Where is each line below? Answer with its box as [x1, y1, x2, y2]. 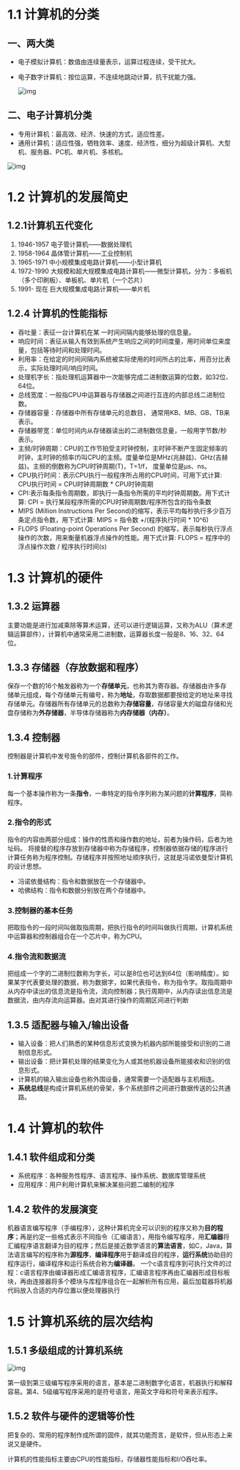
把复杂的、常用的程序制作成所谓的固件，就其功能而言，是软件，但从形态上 [7, 1430, 226, 1439]
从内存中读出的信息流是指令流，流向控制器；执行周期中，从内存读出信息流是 [7, 987, 233, 996]
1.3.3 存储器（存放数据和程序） [7, 661, 144, 674]
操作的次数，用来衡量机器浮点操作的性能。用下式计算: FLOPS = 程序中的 [17, 533, 231, 541]
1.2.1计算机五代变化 [7, 219, 93, 232]
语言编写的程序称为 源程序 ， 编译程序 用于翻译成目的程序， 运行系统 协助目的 [13, 1251, 233, 1259]
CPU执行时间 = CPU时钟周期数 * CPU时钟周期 [17, 479, 154, 488]
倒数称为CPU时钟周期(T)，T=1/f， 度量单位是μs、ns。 [51, 461, 211, 470]
